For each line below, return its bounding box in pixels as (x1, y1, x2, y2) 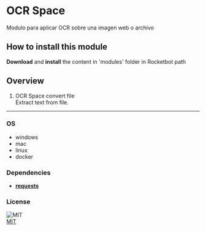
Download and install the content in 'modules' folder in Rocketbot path (6, 58, 186, 65)
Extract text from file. (15, 99, 69, 106)
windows (15, 133, 39, 141)
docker (15, 153, 34, 160)
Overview (6, 76, 45, 86)
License (6, 197, 31, 206)
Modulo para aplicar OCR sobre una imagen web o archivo (6, 24, 154, 31)
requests (15, 182, 39, 190)
